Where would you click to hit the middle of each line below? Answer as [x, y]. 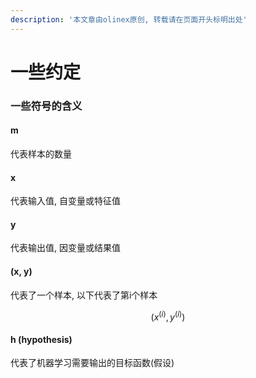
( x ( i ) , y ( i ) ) [168, 316]
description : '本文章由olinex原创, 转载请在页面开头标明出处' [129, 19]
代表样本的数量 [41, 153]
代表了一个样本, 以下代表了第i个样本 [84, 295]
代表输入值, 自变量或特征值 [65, 201]
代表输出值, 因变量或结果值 [65, 248]
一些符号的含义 [46, 106]
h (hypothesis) [41, 339]
